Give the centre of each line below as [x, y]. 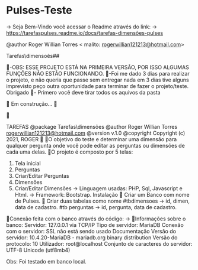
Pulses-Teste [39, 10]
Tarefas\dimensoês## [33, 56]
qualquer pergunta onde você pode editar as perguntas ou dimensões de [95, 145]
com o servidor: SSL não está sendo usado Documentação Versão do [91, 231]
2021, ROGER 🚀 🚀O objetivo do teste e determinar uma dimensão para [92, 139]
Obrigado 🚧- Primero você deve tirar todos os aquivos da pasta [84, 92]
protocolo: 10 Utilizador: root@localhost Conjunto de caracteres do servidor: [99, 243]
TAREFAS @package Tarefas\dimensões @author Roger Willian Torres [92, 126]
